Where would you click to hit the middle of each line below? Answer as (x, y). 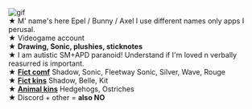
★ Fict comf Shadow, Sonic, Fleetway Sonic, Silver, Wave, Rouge (117, 72)
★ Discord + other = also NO (57, 97)
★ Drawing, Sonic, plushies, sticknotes (76, 46)
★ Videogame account (46, 38)
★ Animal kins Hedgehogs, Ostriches (71, 89)
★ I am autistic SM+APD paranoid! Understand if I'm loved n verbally (123, 55)
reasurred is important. (46, 63)
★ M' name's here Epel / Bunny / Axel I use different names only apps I (126, 21)
